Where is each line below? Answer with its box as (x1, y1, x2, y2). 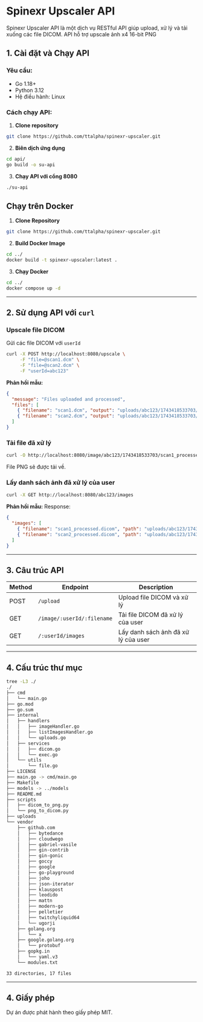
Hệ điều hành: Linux (14, 92, 65, 100)
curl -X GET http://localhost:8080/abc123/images (6, 492, 134, 498)
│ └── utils (6, 757, 42, 763)
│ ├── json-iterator (17, 881, 74, 887)
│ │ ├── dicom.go (6, 746, 61, 752)
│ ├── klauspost (17, 887, 63, 893)
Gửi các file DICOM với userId (6, 340, 81, 347)
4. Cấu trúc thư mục (6, 662, 83, 673)
